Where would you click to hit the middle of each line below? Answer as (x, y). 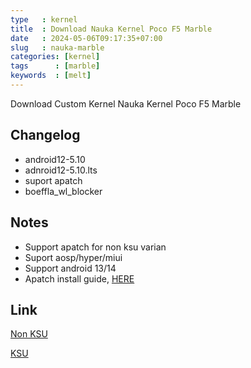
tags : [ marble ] (55, 66)
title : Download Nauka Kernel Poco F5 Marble (111, 29)
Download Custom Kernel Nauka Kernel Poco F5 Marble (126, 103)
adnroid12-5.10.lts (61, 170)
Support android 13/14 (70, 268)
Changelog (45, 135)
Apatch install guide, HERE (79, 278)
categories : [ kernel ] (55, 57)
